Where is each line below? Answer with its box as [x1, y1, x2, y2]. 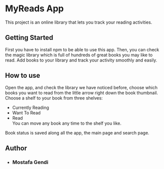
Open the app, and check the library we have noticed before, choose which [5, 84, 158, 90]
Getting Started [5, 34, 54, 42]
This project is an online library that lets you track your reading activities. [5, 19, 152, 25]
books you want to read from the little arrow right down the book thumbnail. [5, 90, 158, 96]
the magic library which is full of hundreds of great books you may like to [5, 52, 153, 58]
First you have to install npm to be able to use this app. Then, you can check [5, 46, 160, 52]
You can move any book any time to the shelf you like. [12, 120, 122, 126]
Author [5, 144, 27, 152]
